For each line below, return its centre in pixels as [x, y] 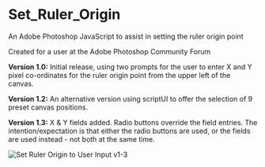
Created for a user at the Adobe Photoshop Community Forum [110, 51]
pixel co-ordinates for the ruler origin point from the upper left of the [119, 75]
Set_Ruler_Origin [64, 15]
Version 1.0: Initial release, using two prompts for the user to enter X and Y [130, 67]
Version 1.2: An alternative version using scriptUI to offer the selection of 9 [131, 98]
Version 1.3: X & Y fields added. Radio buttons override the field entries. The [133, 122]
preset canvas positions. [48, 107]
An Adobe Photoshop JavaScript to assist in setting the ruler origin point [126, 36]
